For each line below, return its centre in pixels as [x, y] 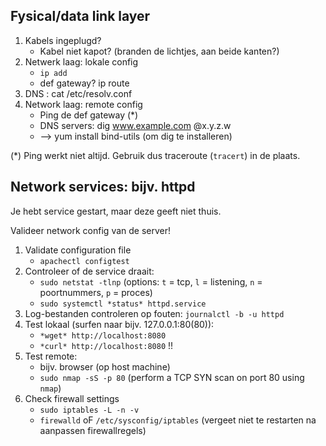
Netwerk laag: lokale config [81, 61]
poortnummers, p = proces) [96, 292]
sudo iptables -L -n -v [89, 410]
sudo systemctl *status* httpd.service [123, 304]
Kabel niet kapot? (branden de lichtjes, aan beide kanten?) [159, 51]
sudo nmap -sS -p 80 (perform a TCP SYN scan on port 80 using [172, 377]
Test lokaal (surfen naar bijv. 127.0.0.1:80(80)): [119, 324]
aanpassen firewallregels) [93, 430]
